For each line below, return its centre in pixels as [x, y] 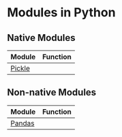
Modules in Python [61, 13]
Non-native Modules [52, 92]
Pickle [20, 68]
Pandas [22, 123]
